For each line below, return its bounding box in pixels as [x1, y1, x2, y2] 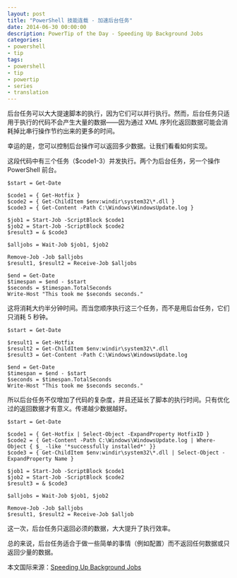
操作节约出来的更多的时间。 [37, 127, 119, 135]
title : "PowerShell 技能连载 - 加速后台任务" [7, 17, 133, 24]
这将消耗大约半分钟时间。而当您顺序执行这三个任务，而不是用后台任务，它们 [7, 304, 230, 312]
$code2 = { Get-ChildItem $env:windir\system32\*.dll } [7, 198, 175, 205]
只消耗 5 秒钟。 [7, 313, 52, 321]
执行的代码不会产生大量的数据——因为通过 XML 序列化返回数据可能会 [19, 118, 222, 127]
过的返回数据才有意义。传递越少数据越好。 [7, 405, 131, 413]
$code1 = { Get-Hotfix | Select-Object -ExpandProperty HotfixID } [7, 431, 210, 438]
